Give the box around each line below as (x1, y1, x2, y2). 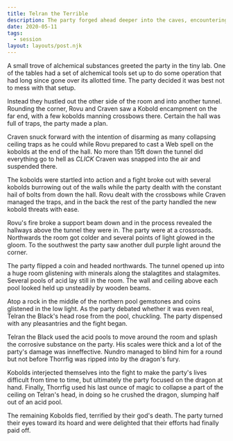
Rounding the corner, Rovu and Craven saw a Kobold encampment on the (7, 105, 217, 113)
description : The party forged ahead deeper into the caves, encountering (7, 17, 228, 24)
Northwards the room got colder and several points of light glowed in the (7, 233, 215, 242)
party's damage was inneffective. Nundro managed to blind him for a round (7, 348, 223, 356)
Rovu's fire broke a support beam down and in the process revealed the (7, 219, 212, 226)
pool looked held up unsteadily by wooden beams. (7, 284, 151, 292)
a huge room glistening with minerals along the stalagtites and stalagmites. (7, 269, 221, 277)
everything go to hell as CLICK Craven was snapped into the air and (7, 155, 201, 163)
